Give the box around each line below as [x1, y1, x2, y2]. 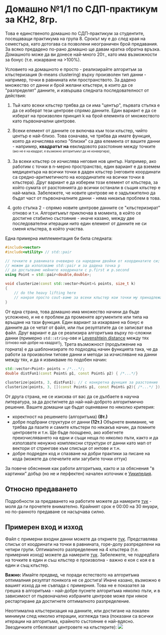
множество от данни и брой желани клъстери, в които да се [5, 82, 133, 88]
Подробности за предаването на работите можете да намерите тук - [5, 498, 152, 504]
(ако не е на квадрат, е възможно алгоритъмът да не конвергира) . [12, 149, 111, 155]
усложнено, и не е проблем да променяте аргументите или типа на [5, 314, 148, 320]
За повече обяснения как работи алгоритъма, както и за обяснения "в [5, 465, 155, 471]
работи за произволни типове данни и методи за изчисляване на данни [5, 352, 157, 358]
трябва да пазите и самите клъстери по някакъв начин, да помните [12, 424, 156, 430]
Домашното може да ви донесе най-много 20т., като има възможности [5, 51, 157, 57]
